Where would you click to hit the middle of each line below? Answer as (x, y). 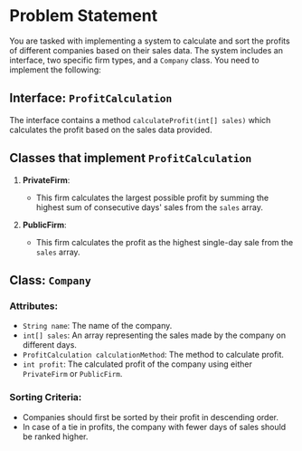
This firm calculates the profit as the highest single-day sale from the (165, 242)
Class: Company (51, 280)
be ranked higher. (55, 437)
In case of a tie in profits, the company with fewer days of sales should (154, 427)
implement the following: (55, 70)
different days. (49, 345)
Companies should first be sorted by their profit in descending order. (150, 417)
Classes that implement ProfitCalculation (131, 158)
